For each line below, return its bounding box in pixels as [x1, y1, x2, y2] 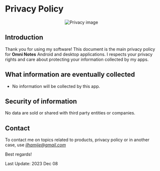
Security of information [5, 97, 77, 105]
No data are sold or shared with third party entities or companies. [5, 110, 136, 116]
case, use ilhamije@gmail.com [5, 142, 66, 148]
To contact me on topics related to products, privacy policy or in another [5, 137, 149, 143]
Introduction [5, 33, 44, 42]
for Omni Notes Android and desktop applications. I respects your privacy [5, 51, 153, 57]
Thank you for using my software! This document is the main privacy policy [5, 46, 155, 52]
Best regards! [5, 151, 32, 157]
